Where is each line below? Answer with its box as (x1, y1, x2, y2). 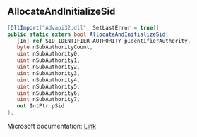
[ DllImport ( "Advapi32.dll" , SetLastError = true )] (7, 24, 160, 31)
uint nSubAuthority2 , (16, 63, 80, 71)
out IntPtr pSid (16, 103, 65, 110)
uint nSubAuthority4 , (16, 77, 80, 84)
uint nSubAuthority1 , (16, 57, 80, 64)
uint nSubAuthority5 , (16, 83, 80, 90)
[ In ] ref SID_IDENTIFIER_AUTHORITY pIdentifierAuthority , (16, 37, 191, 44)
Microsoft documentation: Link (7, 122, 97, 131)
